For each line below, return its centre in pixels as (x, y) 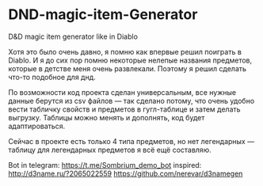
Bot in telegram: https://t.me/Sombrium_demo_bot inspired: (105, 165)
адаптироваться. (37, 126)
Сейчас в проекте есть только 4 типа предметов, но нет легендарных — (131, 141)
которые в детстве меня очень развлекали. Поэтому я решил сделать (128, 68)
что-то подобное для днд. (52, 77)
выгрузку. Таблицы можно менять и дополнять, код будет (107, 117)
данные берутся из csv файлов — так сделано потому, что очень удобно (131, 101)
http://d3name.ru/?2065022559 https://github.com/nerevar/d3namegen (126, 173)
